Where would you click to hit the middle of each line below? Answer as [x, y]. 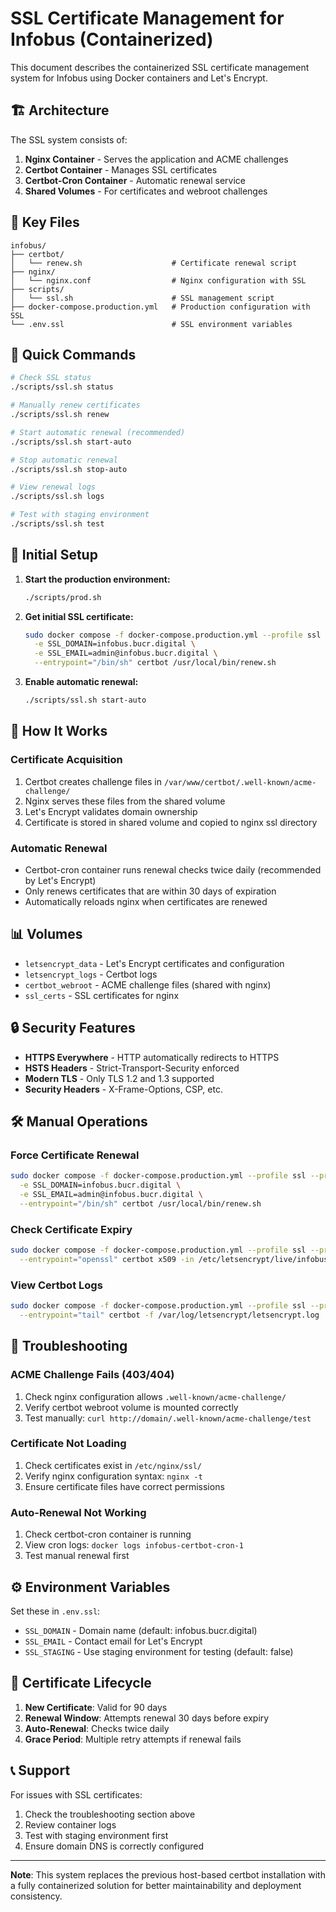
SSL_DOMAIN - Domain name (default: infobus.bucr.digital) [141, 1630]
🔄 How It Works [59, 731]
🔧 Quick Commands [73, 354]
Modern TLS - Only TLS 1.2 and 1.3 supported [119, 1078]
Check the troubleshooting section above [110, 1814]
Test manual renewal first [77, 1556]
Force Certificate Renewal [75, 1155]
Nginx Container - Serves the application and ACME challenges [156, 159]
